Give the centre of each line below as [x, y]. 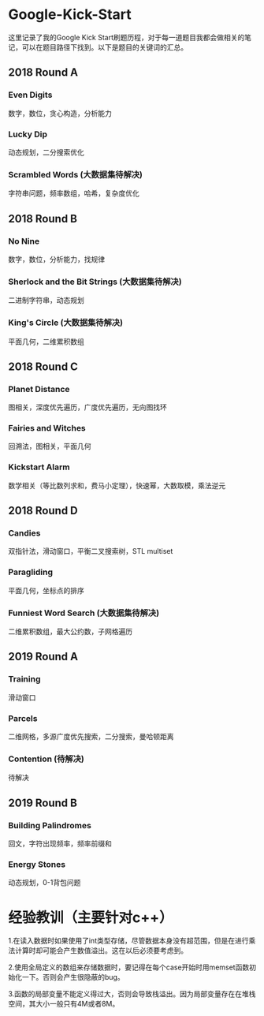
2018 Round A [43, 73]
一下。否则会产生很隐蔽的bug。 [73, 977]
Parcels [23, 718]
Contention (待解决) [46, 759]
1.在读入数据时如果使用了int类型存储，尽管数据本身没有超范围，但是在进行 [128, 941]
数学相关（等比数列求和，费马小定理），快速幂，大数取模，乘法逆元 [117, 485]
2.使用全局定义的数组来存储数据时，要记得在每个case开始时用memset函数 [129, 967]
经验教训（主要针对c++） [91, 917]
